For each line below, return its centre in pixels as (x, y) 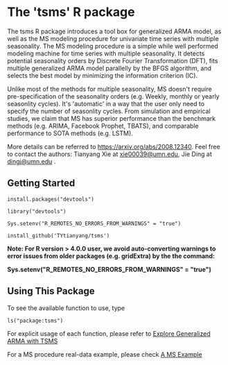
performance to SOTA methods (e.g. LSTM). (70, 133)
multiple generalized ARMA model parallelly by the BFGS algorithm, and (109, 68)
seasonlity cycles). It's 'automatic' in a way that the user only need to (106, 103)
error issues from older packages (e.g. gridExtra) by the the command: (111, 256)
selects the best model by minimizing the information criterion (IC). (103, 75)
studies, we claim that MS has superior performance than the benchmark (112, 118)
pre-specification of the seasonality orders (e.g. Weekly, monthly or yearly (113, 96)
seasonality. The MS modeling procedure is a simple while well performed (113, 46)
